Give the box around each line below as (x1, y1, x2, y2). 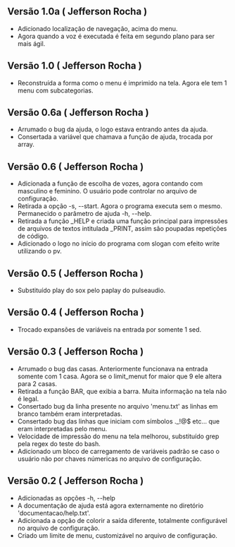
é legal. (17, 395, 39, 403)
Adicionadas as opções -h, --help (17, 493, 116, 502)
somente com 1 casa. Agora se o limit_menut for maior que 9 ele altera (17, 372, 222, 380)
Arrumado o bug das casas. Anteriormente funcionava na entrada (17, 364, 208, 373)
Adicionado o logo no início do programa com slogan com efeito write (17, 239, 220, 248)
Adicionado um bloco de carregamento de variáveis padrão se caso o (17, 447, 220, 455)
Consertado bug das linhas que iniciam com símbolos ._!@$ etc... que (17, 416, 220, 426)
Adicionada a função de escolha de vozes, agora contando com (17, 179, 203, 188)
